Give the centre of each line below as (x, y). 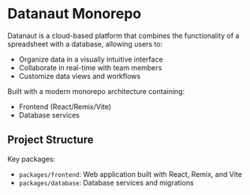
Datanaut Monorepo (75, 14)
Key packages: (32, 159)
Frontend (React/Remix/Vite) (65, 107)
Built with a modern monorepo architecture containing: (96, 91)
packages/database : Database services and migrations (106, 182)
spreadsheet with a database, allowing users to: (85, 43)
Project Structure (50, 140)
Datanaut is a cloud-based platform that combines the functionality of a (123, 36)
